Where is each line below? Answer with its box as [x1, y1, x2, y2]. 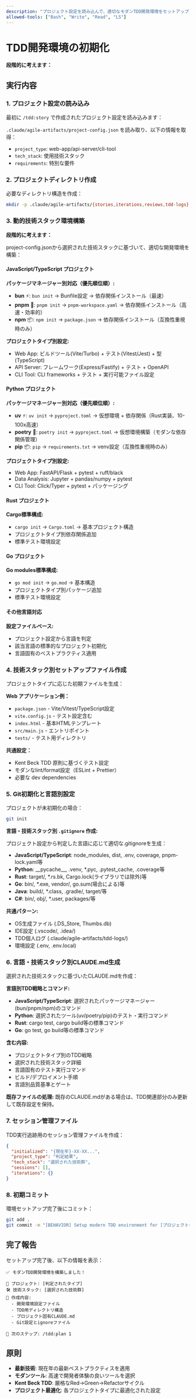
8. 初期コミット [6, 1190, 50, 1199]
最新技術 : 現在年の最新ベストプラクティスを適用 [14, 1365, 130, 1372]
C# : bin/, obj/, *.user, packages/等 [14, 895, 96, 903]
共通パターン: [6, 908, 38, 915]
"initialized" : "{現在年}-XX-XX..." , [11, 1148, 100, 1155]
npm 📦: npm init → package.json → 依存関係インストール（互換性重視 [14, 316, 185, 323]
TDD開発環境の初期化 [6, 41, 110, 55]
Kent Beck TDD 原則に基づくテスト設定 [14, 759, 109, 766]
